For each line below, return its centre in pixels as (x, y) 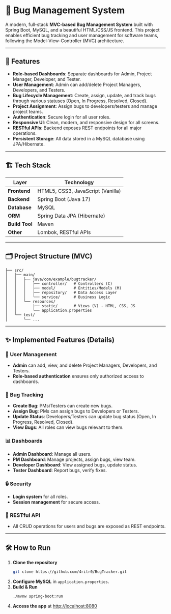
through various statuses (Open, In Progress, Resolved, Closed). (80, 101)
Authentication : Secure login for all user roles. (62, 117)
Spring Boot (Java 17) (64, 199)
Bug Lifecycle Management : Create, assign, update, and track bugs (84, 95)
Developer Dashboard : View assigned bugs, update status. (75, 464)
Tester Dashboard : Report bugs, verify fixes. (60, 470)
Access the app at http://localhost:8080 (55, 606)
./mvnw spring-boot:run (38, 596)
